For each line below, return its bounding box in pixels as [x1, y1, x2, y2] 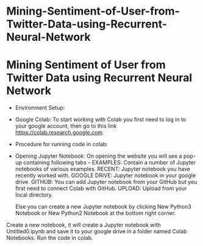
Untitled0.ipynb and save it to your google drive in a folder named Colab [6, 228, 187, 235]
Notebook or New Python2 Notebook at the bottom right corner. [15, 209, 176, 217]
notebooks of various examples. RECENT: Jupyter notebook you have [15, 166, 191, 173]
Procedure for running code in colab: [15, 141, 108, 148]
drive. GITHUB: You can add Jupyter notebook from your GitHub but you [15, 178, 198, 186]
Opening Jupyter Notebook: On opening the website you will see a [15, 152, 182, 160]
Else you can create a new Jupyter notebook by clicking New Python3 [15, 203, 192, 211]
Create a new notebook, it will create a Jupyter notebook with [6, 221, 162, 229]
